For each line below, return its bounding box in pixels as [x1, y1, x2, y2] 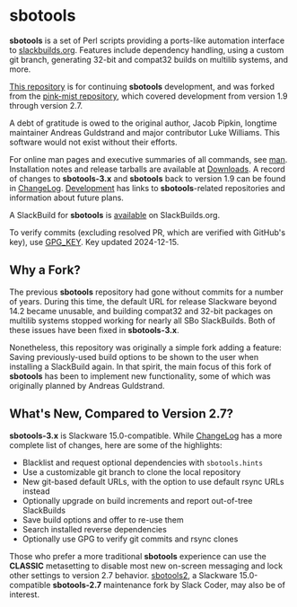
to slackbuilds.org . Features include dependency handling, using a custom [9, 44, 284, 55]
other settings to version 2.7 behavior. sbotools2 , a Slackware [9, 569, 238, 580]
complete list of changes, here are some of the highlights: [9, 439, 223, 450]
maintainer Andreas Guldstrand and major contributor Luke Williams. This [9, 127, 281, 137]
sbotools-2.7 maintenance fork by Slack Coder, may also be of [52, 579, 285, 590]
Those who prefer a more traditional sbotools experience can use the [9, 550, 266, 561]
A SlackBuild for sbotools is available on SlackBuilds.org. [9, 209, 221, 220]
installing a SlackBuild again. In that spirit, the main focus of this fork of [9, 361, 272, 372]
